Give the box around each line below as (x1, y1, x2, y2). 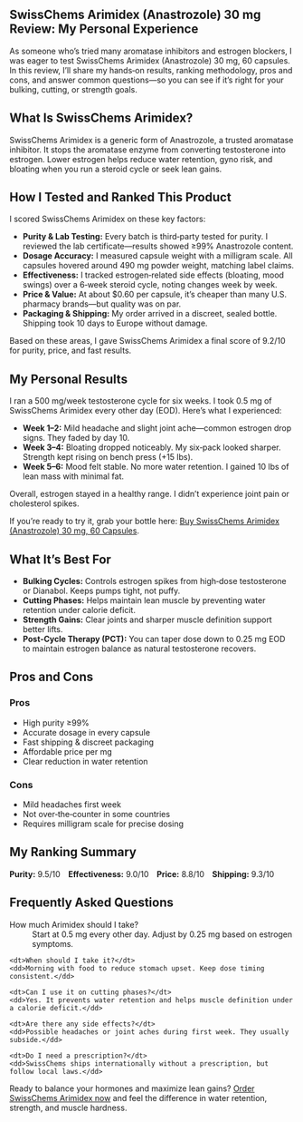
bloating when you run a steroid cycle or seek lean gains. (9, 163, 223, 174)
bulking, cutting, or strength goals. (9, 83, 138, 94)
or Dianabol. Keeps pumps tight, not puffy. (22, 585, 181, 597)
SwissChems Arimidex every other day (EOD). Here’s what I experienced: (9, 405, 282, 416)
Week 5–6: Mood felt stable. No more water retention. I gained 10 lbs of (22, 462, 289, 473)
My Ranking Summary (9, 844, 137, 860)
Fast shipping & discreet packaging (22, 737, 155, 747)
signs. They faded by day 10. (22, 433, 130, 444)
